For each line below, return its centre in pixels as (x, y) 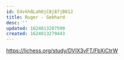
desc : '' (17, 23)
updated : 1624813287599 (36, 28)
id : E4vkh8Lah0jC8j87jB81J (40, 12)
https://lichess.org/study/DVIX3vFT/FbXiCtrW (62, 50)
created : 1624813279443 (36, 34)
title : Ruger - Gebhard (36, 17)
